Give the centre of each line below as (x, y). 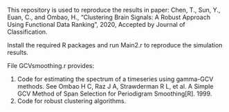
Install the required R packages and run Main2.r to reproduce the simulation (115, 45)
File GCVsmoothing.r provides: (51, 66)
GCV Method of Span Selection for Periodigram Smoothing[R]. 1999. (114, 93)
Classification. (27, 32)
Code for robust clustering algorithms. (72, 101)
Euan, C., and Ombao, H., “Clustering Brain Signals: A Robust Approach (109, 17)
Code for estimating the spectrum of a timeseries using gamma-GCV (115, 79)
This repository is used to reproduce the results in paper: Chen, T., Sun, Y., (114, 10)
